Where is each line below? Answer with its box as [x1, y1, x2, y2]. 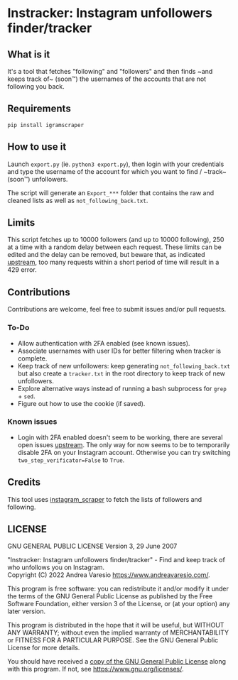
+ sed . [17, 392, 36, 400]
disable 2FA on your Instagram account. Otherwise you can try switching [17, 448, 231, 456]
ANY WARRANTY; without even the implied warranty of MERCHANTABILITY [7, 628, 229, 637]
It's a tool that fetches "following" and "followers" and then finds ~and [7, 67, 213, 75]
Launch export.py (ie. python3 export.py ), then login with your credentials [7, 160, 225, 168]
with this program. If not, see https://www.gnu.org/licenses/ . [7, 665, 184, 674]
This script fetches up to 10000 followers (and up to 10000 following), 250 [7, 236, 225, 244]
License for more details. [7, 644, 80, 652]
